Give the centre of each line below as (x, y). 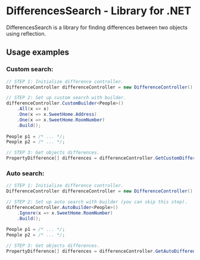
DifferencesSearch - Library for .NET (99, 11)
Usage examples (38, 53)
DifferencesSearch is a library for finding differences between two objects (97, 27)
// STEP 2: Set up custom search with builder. (66, 98)
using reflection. (26, 33)
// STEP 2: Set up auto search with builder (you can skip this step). (97, 202)
